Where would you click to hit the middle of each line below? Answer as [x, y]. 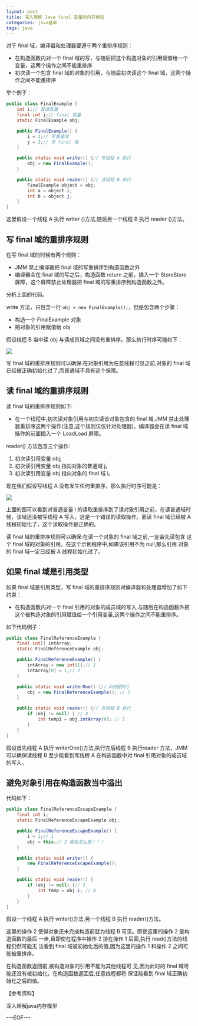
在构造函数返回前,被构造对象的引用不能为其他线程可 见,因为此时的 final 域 [95, 966]
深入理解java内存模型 [32, 1006]
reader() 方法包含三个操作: [38, 446]
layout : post [22, 11]
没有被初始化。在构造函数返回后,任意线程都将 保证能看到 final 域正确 [99, 974]
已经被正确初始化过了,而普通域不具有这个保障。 [64, 370]
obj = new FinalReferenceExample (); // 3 [79, 692]
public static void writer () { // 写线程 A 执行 [74, 158]
